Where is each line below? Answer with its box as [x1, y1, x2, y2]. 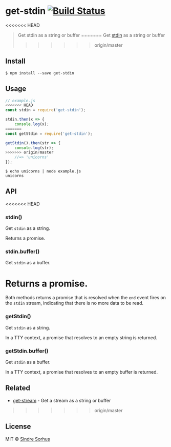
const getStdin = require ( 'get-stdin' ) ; [5, 131, 93, 136]
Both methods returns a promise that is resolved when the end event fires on [5, 295, 166, 301]
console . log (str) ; [14, 145, 54, 150]
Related [5, 384, 31, 393]
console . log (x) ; [14, 122, 50, 127]
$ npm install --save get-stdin [5, 70, 74, 75]
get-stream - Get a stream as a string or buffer [12, 397, 111, 403]
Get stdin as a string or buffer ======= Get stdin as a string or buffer [17, 32, 165, 38]
